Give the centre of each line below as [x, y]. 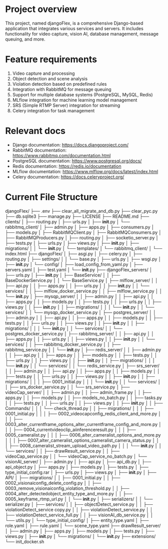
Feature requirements [51, 59]
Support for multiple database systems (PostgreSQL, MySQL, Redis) [83, 94]
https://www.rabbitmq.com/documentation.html [61, 155]
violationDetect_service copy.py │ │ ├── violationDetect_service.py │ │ [79, 509]
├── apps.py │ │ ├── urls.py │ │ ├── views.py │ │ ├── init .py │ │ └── [80, 339]
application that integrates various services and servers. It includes [74, 28]
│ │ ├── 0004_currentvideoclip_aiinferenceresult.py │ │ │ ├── [70, 430]
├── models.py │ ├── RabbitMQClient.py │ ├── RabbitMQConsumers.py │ [83, 232]
